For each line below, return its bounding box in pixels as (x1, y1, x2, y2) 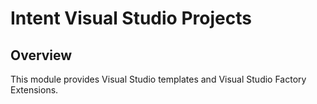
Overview (10, 47, 73, 64)
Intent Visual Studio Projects (10, 7, 252, 30)
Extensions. (10, 84, 59, 96)
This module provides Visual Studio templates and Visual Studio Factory (10, 73, 307, 85)
